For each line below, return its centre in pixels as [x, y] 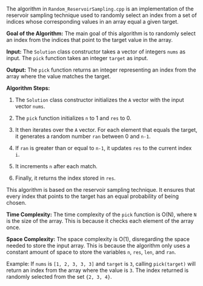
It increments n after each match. [56, 166]
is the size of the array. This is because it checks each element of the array [100, 221]
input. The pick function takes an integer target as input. [77, 58]
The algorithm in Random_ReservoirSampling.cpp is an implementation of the [100, 9]
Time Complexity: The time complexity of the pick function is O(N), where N [101, 214]
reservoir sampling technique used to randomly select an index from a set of [101, 15]
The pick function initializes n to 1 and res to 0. [73, 118]
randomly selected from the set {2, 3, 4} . [59, 277]
